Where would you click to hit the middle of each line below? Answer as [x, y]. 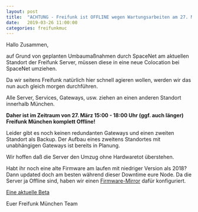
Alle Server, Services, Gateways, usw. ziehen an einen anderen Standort [94, 98]
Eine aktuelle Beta [28, 193]
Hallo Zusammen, [27, 45]
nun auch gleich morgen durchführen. [52, 87]
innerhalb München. [30, 104]
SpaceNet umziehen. [32, 69]
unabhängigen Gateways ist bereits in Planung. [63, 145]
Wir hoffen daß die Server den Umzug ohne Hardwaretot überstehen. [90, 157]
